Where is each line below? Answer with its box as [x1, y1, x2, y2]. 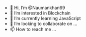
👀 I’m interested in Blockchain [9, 10, 71, 16]
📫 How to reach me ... [9, 26, 56, 32]
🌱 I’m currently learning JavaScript [9, 15, 81, 21]
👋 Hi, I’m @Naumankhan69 [9, 5, 66, 10]
